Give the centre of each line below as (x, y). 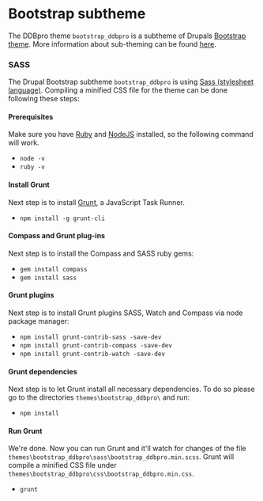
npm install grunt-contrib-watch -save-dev (92, 354)
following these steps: (44, 99)
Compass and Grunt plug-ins (56, 236)
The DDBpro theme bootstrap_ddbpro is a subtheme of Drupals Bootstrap (127, 36)
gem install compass (53, 269)
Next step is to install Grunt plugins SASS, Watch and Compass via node (126, 313)
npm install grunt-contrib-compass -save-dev (96, 346)
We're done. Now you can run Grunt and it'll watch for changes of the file (127, 449)
